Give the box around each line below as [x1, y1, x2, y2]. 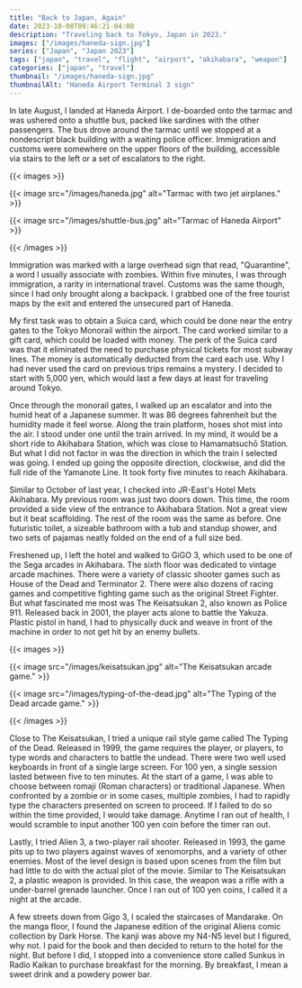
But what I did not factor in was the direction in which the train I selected [9, 447, 278, 458]
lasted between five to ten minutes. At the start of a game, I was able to [9, 771, 274, 782]
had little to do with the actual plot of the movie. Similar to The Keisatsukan [9, 864, 286, 875]
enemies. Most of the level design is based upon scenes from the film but [9, 855, 281, 866]
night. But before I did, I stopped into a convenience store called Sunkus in [9, 949, 285, 960]
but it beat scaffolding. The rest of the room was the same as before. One [9, 513, 281, 524]
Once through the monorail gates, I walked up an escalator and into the [9, 399, 272, 410]
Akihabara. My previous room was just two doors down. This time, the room [9, 493, 290, 505]
